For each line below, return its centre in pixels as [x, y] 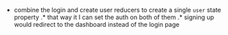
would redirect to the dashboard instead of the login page [97, 24]
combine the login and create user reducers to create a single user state [117, 10]
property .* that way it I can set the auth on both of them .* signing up [114, 17]
